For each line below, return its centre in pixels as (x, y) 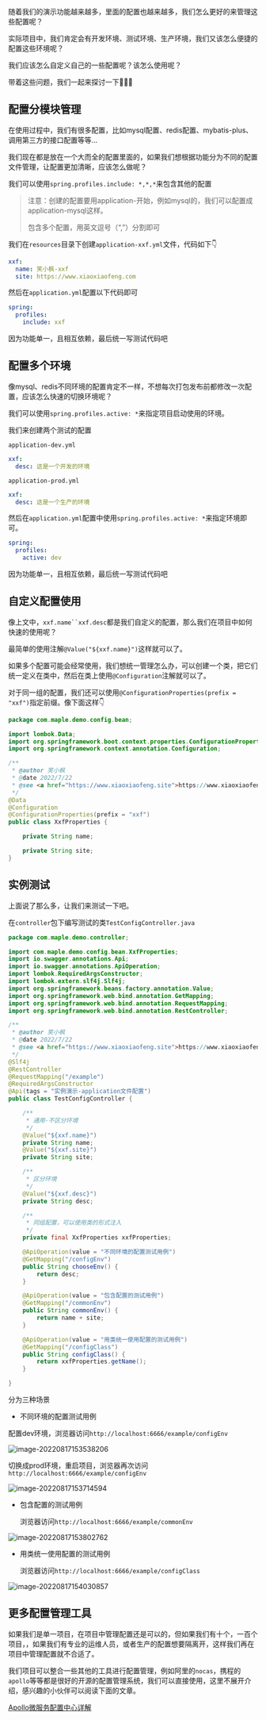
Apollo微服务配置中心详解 (50, 1707)
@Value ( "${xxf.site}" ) (60, 1150)
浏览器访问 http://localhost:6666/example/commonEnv (106, 1521)
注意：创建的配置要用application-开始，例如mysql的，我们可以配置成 (140, 200)
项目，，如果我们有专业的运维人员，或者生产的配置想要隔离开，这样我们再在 (131, 1644)
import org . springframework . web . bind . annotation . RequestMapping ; (118, 1003)
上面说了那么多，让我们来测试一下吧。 (70, 905)
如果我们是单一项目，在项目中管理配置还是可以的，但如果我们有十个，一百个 (133, 1634)
